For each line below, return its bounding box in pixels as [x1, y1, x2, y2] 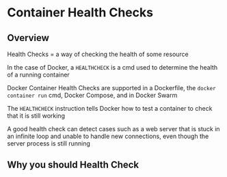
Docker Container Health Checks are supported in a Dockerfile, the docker [7, 84, 217, 92]
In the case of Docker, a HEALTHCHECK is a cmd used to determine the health [7, 64, 217, 71]
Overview [7, 32, 50, 44]
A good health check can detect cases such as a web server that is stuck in [7, 125, 220, 133]
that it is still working [7, 111, 65, 120]
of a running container [7, 70, 70, 79]
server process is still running [7, 139, 91, 148]
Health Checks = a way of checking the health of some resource [7, 50, 189, 58]
